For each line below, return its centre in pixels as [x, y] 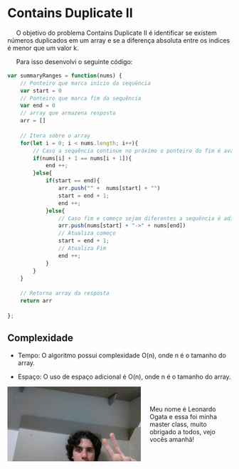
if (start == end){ [73, 181]
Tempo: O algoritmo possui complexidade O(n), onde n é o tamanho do [122, 355]
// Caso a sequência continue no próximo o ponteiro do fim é [127, 151]
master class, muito [179, 424]
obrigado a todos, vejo [182, 431]
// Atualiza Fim [82, 248]
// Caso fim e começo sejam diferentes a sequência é [139, 218]
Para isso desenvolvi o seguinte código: [74, 61]
